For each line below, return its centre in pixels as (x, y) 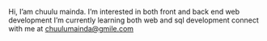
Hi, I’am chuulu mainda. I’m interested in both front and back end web (124, 12)
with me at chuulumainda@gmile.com (71, 29)
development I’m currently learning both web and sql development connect (133, 20)
